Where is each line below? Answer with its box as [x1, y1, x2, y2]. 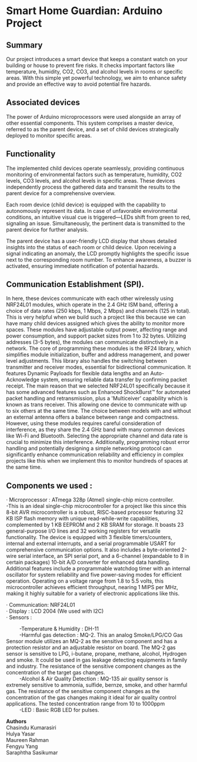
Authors [6, 718, 27, 725]
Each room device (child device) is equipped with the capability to [6, 201, 166, 208]
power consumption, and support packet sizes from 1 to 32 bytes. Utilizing [6, 332, 186, 339]
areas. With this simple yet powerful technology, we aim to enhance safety [6, 75, 187, 81]
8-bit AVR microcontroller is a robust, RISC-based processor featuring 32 [6, 509, 183, 516]
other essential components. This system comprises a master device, [6, 119, 175, 126]
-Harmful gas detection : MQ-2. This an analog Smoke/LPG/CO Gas [19, 631, 183, 639]
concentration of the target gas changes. [6, 669, 106, 676]
